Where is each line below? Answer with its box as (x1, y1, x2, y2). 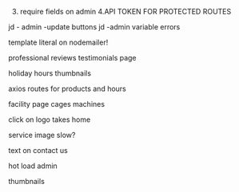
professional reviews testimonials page (8, 53, 137, 62)
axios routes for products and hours (8, 84, 126, 93)
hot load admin (8, 161, 58, 170)
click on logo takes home (8, 115, 91, 124)
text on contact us (8, 146, 68, 155)
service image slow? (8, 131, 76, 139)
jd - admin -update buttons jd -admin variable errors (8, 22, 181, 31)
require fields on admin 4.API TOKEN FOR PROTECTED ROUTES (19, 7, 232, 16)
